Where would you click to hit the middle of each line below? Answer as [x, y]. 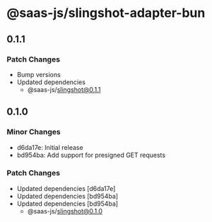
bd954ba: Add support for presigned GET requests [91, 155]
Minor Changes [34, 132]
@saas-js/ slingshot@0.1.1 [64, 89]
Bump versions [39, 74]
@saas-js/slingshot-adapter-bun [106, 13]
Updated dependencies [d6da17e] [66, 188]
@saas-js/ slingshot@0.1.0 [65, 211]
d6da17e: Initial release [50, 147]
